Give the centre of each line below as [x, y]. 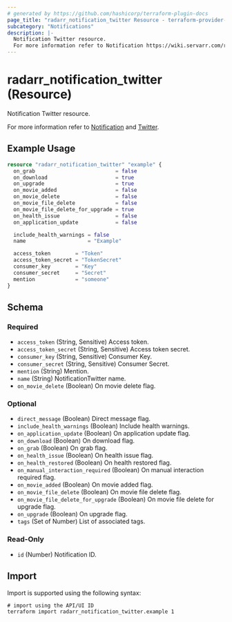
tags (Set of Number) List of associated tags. [81, 521]
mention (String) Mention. [53, 371]
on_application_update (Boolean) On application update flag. [104, 434]
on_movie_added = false [75, 191]
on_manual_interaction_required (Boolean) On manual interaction [110, 470]
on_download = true [74, 177]
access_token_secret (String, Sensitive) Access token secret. [104, 349]
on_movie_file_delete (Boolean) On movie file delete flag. [99, 492]
